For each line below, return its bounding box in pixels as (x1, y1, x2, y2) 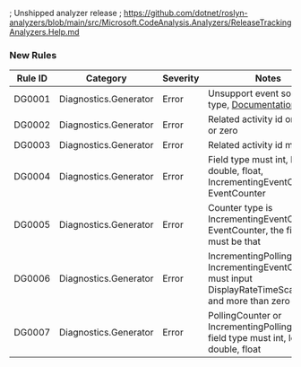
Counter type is (207, 202, 273, 214)
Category (85, 72, 127, 84)
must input (207, 273, 254, 285)
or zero (207, 125, 238, 137)
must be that (207, 235, 262, 248)
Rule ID (16, 72, 47, 84)
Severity (162, 72, 200, 84)
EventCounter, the (207, 224, 285, 237)
